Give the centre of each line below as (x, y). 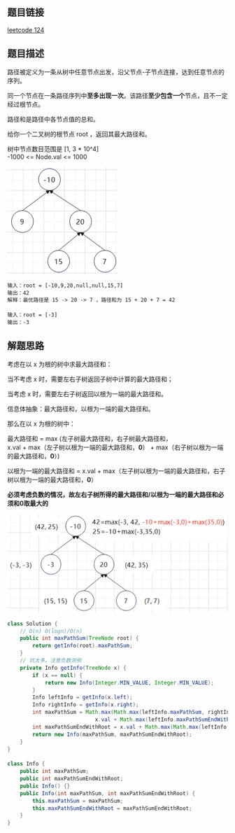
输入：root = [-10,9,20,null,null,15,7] (65, 286)
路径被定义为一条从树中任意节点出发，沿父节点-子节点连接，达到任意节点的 (116, 71)
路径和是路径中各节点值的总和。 (53, 119)
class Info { (26, 764)
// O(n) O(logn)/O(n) (51, 631)
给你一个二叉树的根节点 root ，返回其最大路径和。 (79, 134)
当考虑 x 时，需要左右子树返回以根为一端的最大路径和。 (87, 393)
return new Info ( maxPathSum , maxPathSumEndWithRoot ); (112, 734)
